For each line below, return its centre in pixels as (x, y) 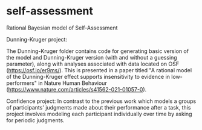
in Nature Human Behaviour (73, 83)
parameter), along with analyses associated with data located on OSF (93, 64)
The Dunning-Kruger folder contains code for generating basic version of (98, 51)
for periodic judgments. (35, 120)
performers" (22, 83)
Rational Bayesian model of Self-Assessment (62, 28)
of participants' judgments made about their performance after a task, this (99, 107)
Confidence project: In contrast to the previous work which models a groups (101, 101)
